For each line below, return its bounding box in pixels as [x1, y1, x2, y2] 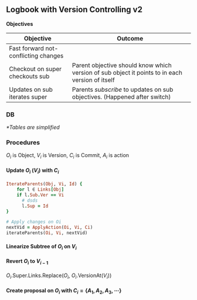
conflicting [9, 51, 39, 59]
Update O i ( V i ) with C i [6, 166, 59, 175]
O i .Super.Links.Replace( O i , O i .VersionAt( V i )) [6, 272, 112, 281]
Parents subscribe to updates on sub [72, 85, 174, 94]
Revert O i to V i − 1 [6, 258, 49, 266]
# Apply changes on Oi [6, 219, 62, 225]
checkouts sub [9, 72, 50, 80]
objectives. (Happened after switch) [72, 92, 171, 101]
